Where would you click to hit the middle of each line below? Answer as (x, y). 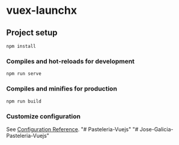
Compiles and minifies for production (62, 89)
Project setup (32, 33)
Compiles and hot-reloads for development (71, 61)
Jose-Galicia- (156, 129)
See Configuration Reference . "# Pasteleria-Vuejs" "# (72, 129)
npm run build (24, 101)
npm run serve (24, 74)
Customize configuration (44, 116)
